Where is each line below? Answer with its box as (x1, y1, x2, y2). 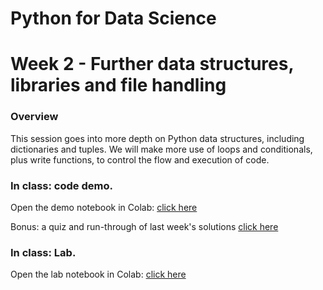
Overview (10, 110, 59, 124)
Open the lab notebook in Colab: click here (10, 268, 187, 281)
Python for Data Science (10, 7, 217, 30)
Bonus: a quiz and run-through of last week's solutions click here (10, 220, 279, 232)
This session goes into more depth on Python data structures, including (10, 132, 305, 144)
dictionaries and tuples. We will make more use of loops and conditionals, (10, 143, 313, 155)
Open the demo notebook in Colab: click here (10, 201, 198, 213)
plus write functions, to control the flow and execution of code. (10, 153, 270, 166)
